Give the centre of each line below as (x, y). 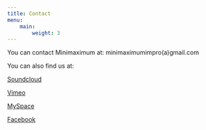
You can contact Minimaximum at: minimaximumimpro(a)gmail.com (103, 53)
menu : (15, 20)
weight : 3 (46, 33)
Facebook (22, 120)
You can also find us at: (41, 66)
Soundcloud (25, 80)
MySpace (21, 106)
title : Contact (29, 13)
